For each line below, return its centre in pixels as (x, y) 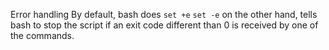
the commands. (42, 35)
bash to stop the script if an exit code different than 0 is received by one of (164, 25)
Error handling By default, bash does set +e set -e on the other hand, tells (164, 14)
